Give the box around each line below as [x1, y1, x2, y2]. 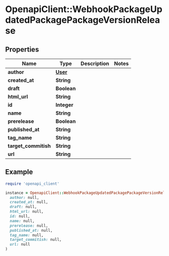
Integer [55, 101, 74, 108]
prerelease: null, [10, 223, 49, 228]
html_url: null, [10, 209, 44, 214]
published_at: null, [10, 228, 53, 233]
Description [80, 60, 110, 67]
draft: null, [10, 204, 37, 210]
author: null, [10, 195, 39, 200]
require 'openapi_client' [5, 181, 59, 186]
